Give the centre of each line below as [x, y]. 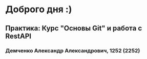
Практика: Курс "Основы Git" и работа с [74, 28]
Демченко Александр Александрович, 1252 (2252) [73, 50]
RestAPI [18, 36]
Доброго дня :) [39, 9]
